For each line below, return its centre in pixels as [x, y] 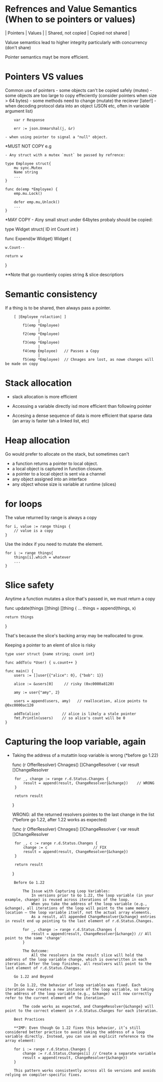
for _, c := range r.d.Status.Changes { [56, 843]
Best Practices [29, 1019]
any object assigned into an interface [49, 479]
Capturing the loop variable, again [75, 741]
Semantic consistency [51, 294]
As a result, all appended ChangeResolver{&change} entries [93, 916]
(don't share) [18, 47]
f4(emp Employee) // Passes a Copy [61, 351]
